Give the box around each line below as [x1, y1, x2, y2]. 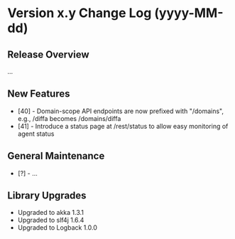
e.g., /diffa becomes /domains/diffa [17, 114, 121, 122]
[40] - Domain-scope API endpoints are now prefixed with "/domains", [17, 107, 224, 115]
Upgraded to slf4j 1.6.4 [17, 216, 84, 225]
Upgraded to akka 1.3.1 [17, 208, 84, 217]
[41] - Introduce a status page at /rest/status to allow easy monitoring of [17, 122, 229, 130]
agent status [17, 129, 55, 138]
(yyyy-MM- [154, 5, 224, 21]
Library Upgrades [7, 190, 87, 202]
